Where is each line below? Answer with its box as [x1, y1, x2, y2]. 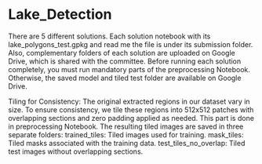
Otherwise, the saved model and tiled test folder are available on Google [8, 73, 242, 82]
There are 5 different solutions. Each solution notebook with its [8, 31, 211, 41]
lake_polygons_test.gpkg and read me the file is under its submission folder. [8, 39, 253, 49]
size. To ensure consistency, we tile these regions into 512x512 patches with [8, 104, 254, 115]
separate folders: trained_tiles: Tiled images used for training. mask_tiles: [8, 129, 245, 139]
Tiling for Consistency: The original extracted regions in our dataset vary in [8, 97, 250, 106]
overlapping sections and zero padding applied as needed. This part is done [8, 113, 255, 122]
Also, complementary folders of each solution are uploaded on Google [8, 48, 235, 57]
